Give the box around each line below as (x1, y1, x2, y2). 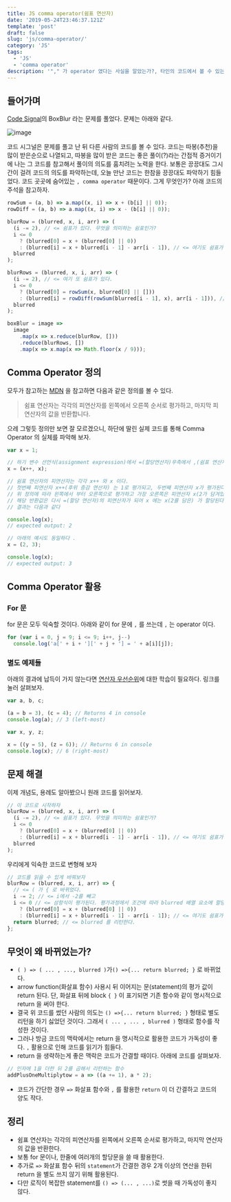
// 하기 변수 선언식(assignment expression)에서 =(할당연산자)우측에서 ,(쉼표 (7, 459, 210, 466)
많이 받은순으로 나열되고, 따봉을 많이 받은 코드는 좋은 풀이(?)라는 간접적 (7, 151, 198, 159)
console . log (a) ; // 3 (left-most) (7, 717, 107, 723)
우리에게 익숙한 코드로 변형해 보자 (7, 860, 98, 868)
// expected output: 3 (7, 560, 72, 567)
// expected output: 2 (7, 522, 72, 530)
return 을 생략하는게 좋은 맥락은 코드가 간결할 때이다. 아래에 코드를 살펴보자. (16, 1052, 221, 1060)
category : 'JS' (7, 42, 51, 49)
